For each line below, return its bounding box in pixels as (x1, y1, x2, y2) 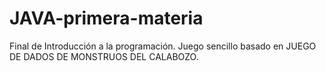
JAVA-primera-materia (9, 7, 204, 30)
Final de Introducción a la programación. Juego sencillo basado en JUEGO (9, 40, 317, 52)
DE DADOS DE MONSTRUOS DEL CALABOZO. (9, 50, 199, 62)
